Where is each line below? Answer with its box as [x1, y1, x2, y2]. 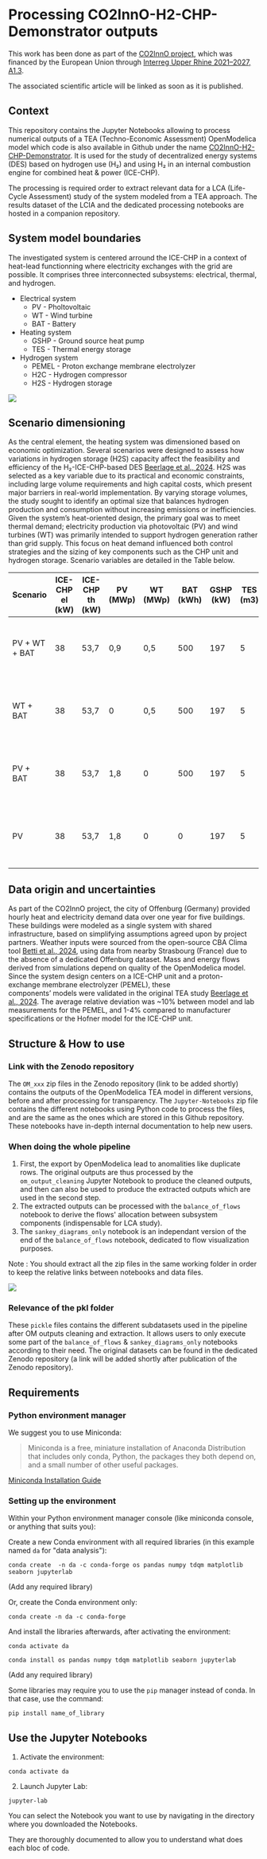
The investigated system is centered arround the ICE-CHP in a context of [8, 252, 247, 262]
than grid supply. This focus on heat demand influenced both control [8, 539, 233, 549]
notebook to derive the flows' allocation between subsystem [19, 1210, 219, 1220]
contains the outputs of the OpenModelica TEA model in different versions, [8, 1087, 253, 1096]
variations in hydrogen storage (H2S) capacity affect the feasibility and [8, 454, 240, 463]
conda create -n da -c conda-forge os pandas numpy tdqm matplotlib [8, 1561, 244, 1569]
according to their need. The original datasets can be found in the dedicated [8, 1345, 258, 1355]
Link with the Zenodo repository [8, 1060, 135, 1072]
